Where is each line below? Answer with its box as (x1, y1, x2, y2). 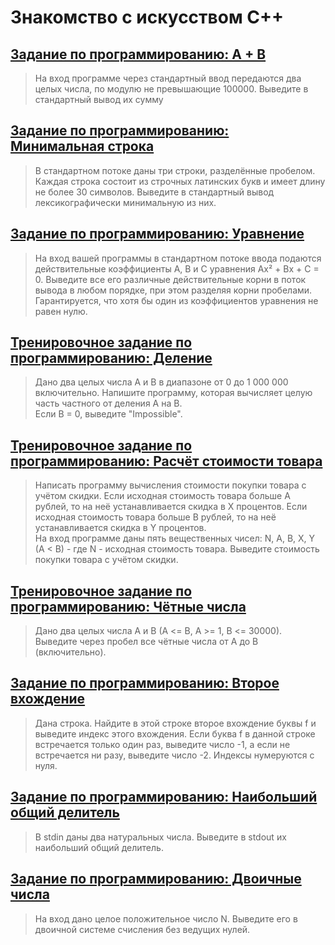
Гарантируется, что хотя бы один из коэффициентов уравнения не (34, 294, 319, 306)
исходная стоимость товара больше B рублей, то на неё (34, 511, 277, 523)
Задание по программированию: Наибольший (10, 789, 318, 806)
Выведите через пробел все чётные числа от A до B (34, 636, 259, 648)
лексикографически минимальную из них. (34, 196, 217, 208)
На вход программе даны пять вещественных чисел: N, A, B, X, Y (34, 532, 316, 545)
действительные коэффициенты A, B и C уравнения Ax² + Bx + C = (34, 262, 320, 275)
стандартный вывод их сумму (34, 94, 164, 105)
